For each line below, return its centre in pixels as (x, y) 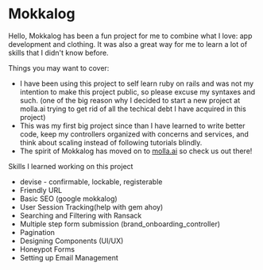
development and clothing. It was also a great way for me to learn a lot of (128, 44)
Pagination (37, 232)
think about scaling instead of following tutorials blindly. (111, 142)
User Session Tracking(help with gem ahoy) (91, 206)
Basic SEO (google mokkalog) (68, 199)
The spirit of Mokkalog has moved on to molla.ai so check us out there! (136, 151)
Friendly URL (41, 190)
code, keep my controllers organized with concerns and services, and (134, 134)
